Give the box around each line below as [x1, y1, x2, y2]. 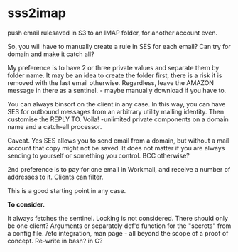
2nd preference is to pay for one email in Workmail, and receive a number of [7, 165, 231, 173]
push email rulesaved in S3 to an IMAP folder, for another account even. [7, 28, 218, 37]
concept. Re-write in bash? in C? [7, 236, 103, 245]
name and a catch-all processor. [7, 122, 102, 131]
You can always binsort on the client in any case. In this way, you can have [7, 99, 226, 108]
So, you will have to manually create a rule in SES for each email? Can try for [7, 42, 231, 50]
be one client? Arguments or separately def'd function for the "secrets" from [7, 221, 232, 230]
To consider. [7, 200, 45, 209]
